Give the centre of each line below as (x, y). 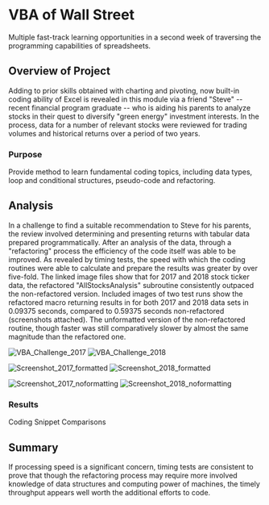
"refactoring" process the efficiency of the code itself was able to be (122, 251)
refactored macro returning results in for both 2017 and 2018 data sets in (129, 302)
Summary (33, 447)
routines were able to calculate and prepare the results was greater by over (133, 268)
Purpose (25, 154)
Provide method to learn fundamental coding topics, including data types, (130, 172)
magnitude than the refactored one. (67, 336)
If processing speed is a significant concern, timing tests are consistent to (131, 466)
